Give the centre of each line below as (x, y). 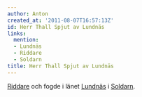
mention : (26, 40)
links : (17, 33)
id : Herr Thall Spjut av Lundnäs (56, 27)
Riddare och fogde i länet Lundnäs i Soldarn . (71, 86)
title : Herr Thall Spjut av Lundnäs (61, 66)
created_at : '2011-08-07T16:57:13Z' (61, 20)
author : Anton (28, 14)
